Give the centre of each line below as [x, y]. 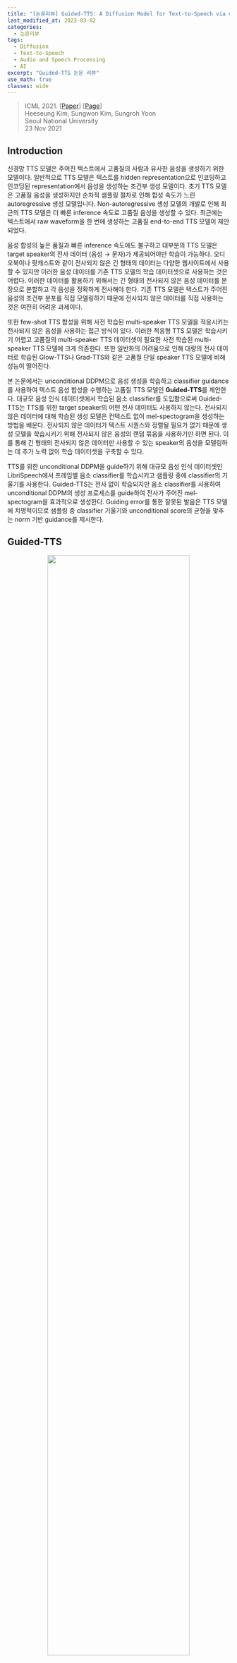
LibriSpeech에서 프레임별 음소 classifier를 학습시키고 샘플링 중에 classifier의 [114, 475]
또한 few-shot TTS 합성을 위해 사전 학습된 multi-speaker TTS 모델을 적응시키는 [118, 322]
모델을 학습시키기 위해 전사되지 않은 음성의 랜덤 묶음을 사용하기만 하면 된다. [118, 434]
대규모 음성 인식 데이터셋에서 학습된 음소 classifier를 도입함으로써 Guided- [120, 398]
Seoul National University [61, 121]
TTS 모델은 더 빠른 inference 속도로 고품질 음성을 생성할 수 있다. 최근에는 [122, 213]
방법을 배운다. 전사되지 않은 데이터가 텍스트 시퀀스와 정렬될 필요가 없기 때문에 [114, 425]
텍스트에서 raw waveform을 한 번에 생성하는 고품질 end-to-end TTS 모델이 [112, 221]
